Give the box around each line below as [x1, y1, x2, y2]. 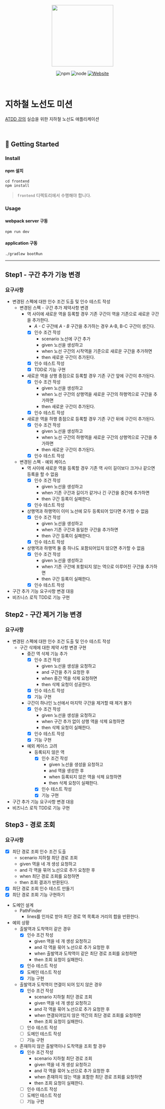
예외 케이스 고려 [27, 743, 57, 749]
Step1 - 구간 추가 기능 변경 [5, 271, 81, 279]
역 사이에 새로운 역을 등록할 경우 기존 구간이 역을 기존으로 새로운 [27, 311, 150, 317]
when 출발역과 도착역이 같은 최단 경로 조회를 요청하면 [34, 950, 137, 956]
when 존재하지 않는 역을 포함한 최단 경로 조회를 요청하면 [34, 1074, 142, 1079]
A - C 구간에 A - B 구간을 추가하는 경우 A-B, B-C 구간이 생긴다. [34, 323, 156, 329]
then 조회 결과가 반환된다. [19, 880, 70, 885]
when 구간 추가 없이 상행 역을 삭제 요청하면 [41, 718, 125, 724]
